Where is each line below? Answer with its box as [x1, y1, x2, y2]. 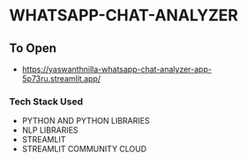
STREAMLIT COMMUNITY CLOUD [21, 143, 147, 155]
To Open [9, 41, 57, 56]
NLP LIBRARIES [21, 125, 79, 135]
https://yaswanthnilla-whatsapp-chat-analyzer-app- [21, 64, 212, 74]
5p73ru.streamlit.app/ [21, 73, 101, 84]
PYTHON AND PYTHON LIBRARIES [21, 116, 150, 126]
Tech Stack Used [9, 95, 84, 107]
